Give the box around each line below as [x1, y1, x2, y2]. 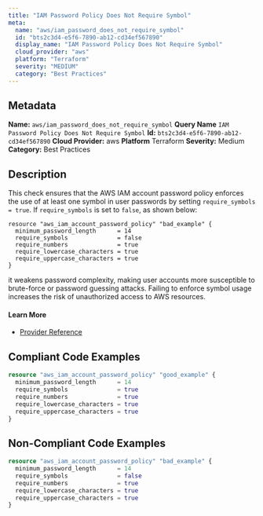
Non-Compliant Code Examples [8, 437, 166, 450]
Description [8, 167, 67, 181]
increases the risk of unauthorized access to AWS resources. [8, 292, 206, 302]
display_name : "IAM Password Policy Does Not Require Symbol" [15, 41, 223, 49]
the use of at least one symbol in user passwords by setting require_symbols [8, 197, 256, 207]
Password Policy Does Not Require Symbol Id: [8, 128, 156, 137]
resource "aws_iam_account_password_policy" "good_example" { [8, 371, 216, 379]
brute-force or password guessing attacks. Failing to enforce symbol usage [8, 284, 252, 293]
